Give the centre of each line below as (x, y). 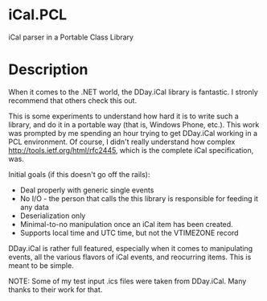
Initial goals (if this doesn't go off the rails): (79, 174)
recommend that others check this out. (73, 100)
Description (48, 70)
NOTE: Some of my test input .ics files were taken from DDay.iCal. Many (127, 281)
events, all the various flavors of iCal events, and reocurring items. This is (130, 257)
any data (35, 207)
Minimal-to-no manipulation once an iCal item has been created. (126, 224)
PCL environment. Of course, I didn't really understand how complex (122, 142)
